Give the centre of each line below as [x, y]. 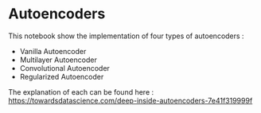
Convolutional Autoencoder [64, 68]
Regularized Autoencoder [62, 76]
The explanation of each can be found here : [81, 92]
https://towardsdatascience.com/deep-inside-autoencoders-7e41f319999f [130, 100]
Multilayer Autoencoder [58, 60]
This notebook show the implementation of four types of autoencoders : [126, 36]
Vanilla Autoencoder [53, 51]
